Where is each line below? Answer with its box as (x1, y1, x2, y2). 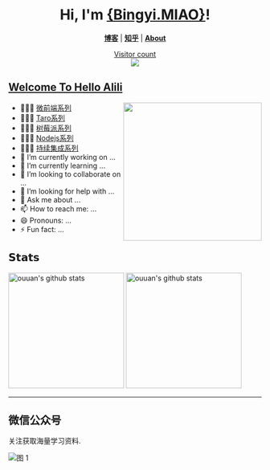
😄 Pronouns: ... (19, 215, 72, 225)
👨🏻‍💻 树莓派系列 (19, 123, 72, 133)
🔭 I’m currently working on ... (19, 152, 116, 161)
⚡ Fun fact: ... (19, 224, 64, 234)
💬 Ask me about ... (19, 194, 81, 204)
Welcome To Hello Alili (8, 80, 123, 94)
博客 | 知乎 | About (104, 33, 166, 43)
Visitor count (113, 49, 157, 59)
